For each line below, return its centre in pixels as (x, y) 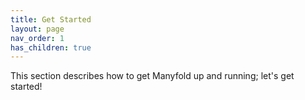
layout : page (37, 29)
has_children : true (51, 47)
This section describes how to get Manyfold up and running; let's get (152, 76)
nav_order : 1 (37, 38)
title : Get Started (51, 19)
